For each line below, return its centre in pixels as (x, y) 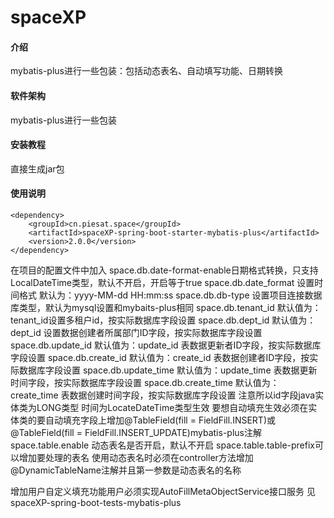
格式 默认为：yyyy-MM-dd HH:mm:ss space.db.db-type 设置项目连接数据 (170, 295)
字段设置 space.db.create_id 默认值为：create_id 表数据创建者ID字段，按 (160, 357)
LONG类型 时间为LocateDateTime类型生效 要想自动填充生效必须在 (172, 407)
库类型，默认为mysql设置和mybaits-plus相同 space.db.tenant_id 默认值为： (166, 307)
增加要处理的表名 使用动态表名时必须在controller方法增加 (136, 457)
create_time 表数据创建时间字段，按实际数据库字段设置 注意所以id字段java (163, 395)
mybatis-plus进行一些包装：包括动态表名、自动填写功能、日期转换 (146, 71)
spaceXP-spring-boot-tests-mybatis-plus (96, 502)
